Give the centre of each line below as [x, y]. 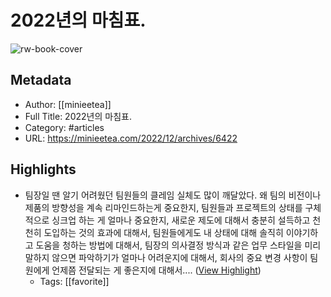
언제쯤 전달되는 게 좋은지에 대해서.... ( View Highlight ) [156, 270]
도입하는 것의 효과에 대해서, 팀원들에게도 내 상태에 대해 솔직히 [163, 232]
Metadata [41, 80]
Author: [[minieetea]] [68, 104]
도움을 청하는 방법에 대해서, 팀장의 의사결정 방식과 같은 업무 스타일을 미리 [178, 245]
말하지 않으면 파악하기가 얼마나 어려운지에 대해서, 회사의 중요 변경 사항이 [166, 257]
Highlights [43, 169]
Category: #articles [64, 127]
